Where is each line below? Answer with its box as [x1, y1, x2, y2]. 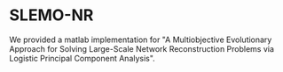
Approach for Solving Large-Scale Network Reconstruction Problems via [9, 43, 275, 54]
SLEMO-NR [9, 5, 94, 25]
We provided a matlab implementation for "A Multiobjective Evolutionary [9, 34, 272, 45]
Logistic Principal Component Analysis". [9, 53, 155, 63]
